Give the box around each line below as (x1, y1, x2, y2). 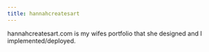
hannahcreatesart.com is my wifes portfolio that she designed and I (7, 29, 202, 37)
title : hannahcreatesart (7, 10, 80, 17)
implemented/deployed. (7, 36, 76, 45)
